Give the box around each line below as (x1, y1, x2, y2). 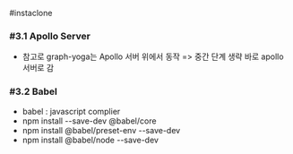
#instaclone (9, 8, 53, 18)
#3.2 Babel (9, 85, 58, 98)
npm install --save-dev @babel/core (22, 115, 157, 126)
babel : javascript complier (22, 106, 121, 116)
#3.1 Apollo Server (9, 30, 91, 42)
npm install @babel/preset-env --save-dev (22, 124, 181, 135)
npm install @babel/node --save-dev (22, 134, 159, 145)
